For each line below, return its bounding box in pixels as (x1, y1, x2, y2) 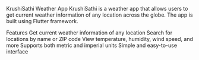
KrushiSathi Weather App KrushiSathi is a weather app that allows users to (6, 5, 188, 12)
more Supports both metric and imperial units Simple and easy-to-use (6, 42, 177, 49)
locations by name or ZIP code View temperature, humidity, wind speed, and (6, 36, 193, 42)
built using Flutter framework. (6, 18, 78, 24)
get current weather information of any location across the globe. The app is (6, 11, 193, 18)
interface (6, 48, 29, 55)
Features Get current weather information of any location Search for (6, 29, 173, 36)
